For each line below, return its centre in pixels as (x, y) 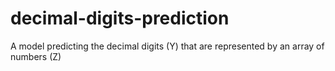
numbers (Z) (36, 56)
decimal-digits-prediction (120, 18)
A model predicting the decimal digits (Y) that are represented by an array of (167, 46)
